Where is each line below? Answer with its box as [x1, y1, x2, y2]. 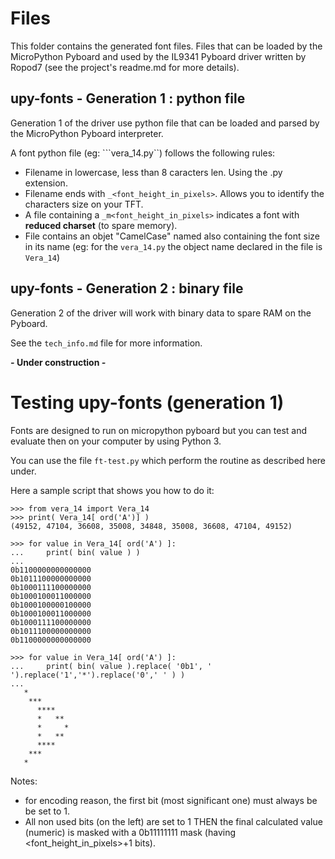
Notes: [10, 775, 38, 787]
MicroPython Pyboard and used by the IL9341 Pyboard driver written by [10, 50, 307, 62]
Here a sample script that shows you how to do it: [10, 484, 215, 496]
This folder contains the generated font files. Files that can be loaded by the [10, 40, 323, 52]
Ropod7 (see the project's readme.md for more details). [10, 61, 240, 73]
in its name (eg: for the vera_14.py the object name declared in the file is [24, 240, 323, 252]
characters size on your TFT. [24, 198, 144, 210]
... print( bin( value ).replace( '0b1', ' [10, 661, 213, 671]
